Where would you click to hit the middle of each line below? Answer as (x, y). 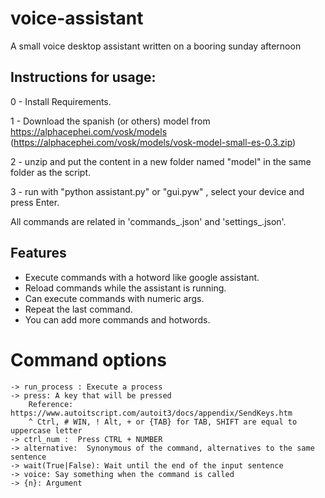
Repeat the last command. (78, 309)
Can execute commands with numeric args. (114, 298)
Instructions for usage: (83, 77)
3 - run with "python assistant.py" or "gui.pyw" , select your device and (157, 191)
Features (38, 253)
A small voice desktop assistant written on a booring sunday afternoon (156, 46)
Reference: (51, 404)
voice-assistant (77, 18)
